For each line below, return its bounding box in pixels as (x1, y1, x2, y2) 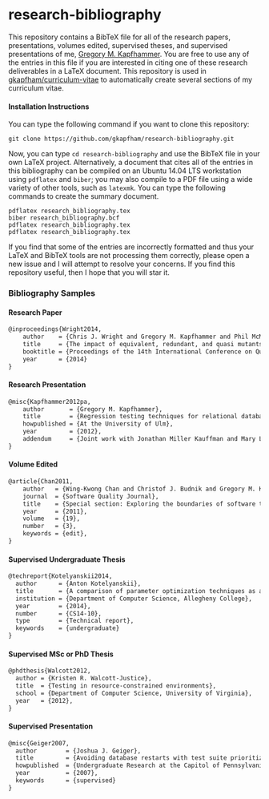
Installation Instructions (8, 102, 90, 111)
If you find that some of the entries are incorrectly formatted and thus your (8, 242, 255, 252)
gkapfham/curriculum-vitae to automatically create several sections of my (8, 75, 253, 84)
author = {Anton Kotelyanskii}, (15, 579, 142, 587)
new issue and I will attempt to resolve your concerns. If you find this (8, 259, 235, 269)
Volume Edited (8, 459, 58, 470)
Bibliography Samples (8, 288, 96, 299)
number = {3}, (22, 523, 78, 531)
